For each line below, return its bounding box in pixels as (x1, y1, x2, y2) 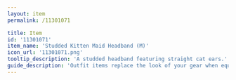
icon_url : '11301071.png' (7, 49, 83, 56)
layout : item (7, 10, 46, 18)
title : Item (7, 29, 42, 36)
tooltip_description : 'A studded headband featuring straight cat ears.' (7, 55, 228, 63)
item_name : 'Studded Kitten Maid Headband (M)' (7, 43, 150, 50)
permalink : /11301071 (7, 17, 71, 24)
